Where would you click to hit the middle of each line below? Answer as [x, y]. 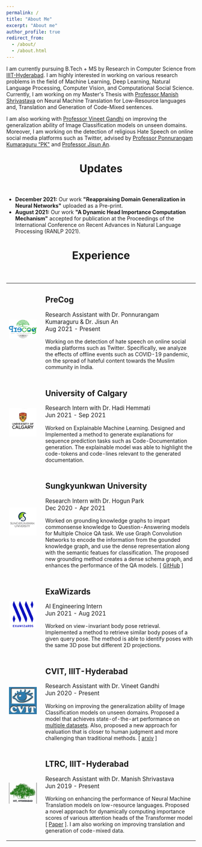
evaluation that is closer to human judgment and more [112, 731]
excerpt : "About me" [32, 25]
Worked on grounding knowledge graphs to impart [107, 520]
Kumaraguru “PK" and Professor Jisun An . [59, 144]
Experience [101, 256]
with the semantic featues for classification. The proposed [117, 552]
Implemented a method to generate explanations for [109, 434]
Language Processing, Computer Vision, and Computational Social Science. [100, 88]
